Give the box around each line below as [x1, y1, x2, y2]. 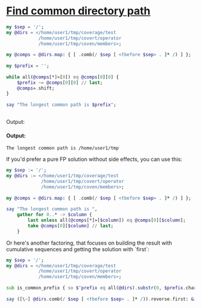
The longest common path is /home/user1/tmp [6, 145, 119, 151]
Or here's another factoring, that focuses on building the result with [6, 239, 172, 246]
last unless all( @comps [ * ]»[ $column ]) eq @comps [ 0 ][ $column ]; [28, 217, 186, 224]
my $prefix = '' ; [6, 63, 50, 69]
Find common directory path [6, 4, 151, 18]
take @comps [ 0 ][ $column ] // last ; [28, 222, 114, 228]
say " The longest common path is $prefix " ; [6, 102, 117, 108]
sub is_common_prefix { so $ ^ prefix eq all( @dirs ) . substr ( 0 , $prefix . [6, 285, 186, 291]
